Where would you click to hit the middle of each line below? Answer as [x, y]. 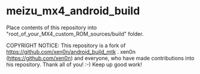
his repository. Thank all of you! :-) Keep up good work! [74, 64]
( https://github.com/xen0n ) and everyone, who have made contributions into [100, 58]
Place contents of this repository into [52, 27]
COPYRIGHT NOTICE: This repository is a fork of [66, 45]
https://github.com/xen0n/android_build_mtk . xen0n [71, 51]
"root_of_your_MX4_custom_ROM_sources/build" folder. [75, 33]
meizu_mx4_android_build [73, 11]
